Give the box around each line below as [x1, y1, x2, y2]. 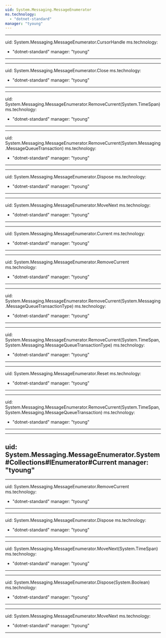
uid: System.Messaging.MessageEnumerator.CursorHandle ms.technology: [5, 39, 158, 45]
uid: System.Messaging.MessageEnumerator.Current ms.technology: [5, 231, 145, 237]
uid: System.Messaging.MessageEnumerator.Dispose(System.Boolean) [5, 579, 150, 586]
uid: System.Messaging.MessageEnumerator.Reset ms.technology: [5, 371, 142, 377]
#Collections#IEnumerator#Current [5, 458, 117, 467]
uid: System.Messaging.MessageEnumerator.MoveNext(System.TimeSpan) [5, 546, 158, 552]
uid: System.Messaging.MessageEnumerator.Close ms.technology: [5, 68, 142, 74]
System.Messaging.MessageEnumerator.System [5, 450, 160, 459]
